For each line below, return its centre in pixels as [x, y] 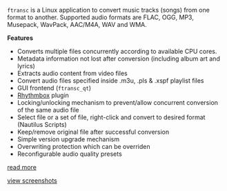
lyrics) [26, 66]
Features [20, 38]
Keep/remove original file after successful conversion [93, 132]
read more [22, 167]
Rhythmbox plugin [43, 95]
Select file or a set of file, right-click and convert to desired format [111, 117]
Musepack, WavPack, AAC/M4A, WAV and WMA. [77, 24]
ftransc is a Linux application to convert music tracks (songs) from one [109, 10]
